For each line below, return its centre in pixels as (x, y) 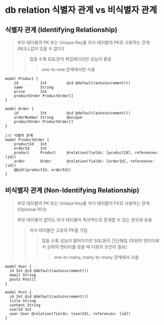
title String (23, 301)
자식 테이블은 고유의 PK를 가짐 (58, 230)
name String (34, 87)
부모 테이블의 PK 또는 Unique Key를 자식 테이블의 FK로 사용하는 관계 (83, 203)
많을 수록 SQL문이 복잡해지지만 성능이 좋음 (70, 59)
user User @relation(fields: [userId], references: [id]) (70, 314)
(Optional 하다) (32, 209)
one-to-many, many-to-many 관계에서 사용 (96, 257)
